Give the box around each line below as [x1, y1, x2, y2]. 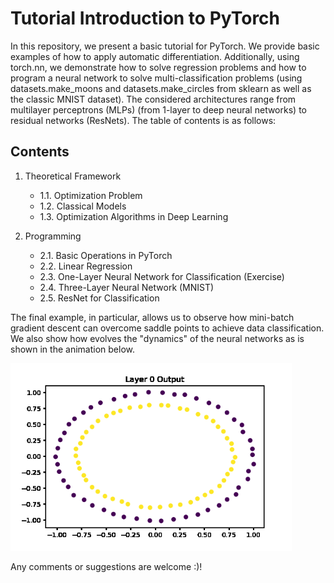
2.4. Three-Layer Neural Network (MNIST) [39, 281, 215, 293]
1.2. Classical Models [39, 200, 127, 212]
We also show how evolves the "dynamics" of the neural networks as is [10, 332, 305, 344]
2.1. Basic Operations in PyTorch [39, 249, 173, 261]
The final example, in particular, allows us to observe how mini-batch [10, 311, 295, 323]
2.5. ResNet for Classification [39, 292, 160, 304]
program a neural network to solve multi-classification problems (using [10, 72, 303, 84]
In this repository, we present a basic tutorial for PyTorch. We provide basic [10, 40, 320, 52]
